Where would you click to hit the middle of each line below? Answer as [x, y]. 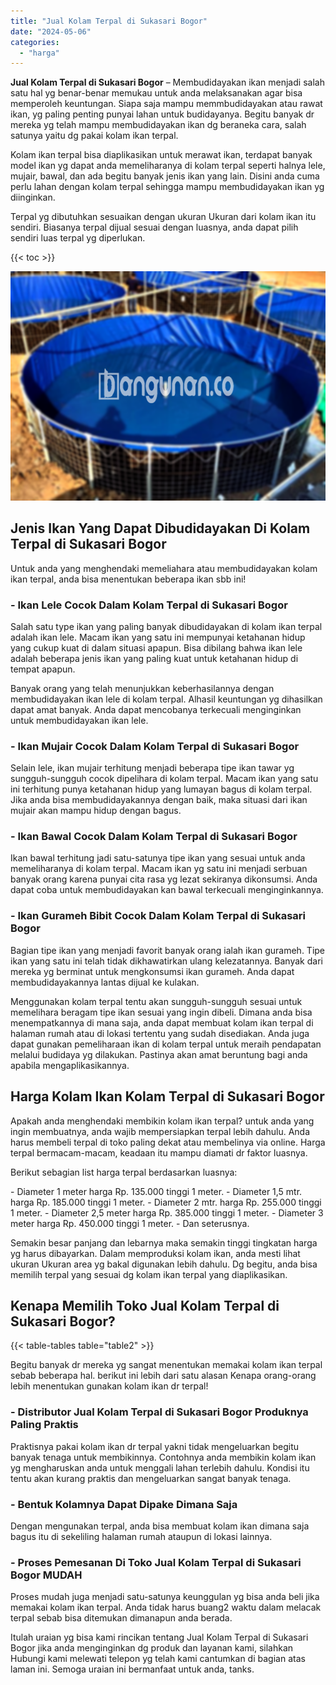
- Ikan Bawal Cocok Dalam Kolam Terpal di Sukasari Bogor [154, 837]
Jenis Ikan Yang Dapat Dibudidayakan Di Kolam [160, 528]
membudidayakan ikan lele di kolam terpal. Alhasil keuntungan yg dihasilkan [166, 699]
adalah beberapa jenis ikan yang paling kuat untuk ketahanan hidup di [154, 658]
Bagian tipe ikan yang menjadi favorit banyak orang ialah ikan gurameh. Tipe [168, 950]
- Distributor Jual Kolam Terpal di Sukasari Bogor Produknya [159, 1412]
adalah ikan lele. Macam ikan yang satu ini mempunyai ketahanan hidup [158, 637]
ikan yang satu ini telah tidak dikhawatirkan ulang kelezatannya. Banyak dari [166, 961]
